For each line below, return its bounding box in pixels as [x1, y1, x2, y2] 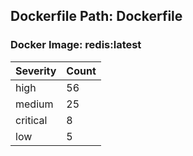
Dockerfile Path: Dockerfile [10, 8, 183, 25]
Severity [15, 64, 57, 78]
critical [15, 113, 48, 127]
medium [15, 97, 54, 111]
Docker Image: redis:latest [10, 38, 142, 52]
